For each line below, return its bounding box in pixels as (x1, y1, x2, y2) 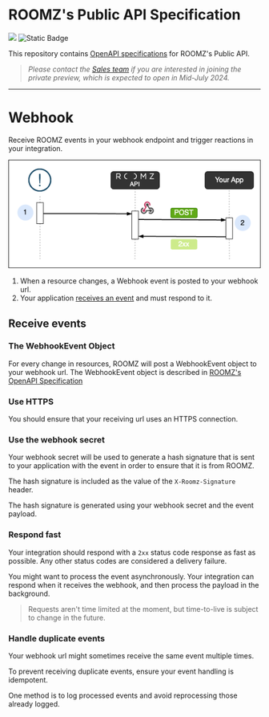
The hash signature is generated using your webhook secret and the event (8, 500, 255, 511)
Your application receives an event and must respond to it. (19, 293, 213, 303)
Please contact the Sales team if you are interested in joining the (27, 64, 242, 74)
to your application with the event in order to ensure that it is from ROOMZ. (8, 461, 255, 471)
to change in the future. (27, 613, 106, 622)
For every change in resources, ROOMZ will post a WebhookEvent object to (8, 359, 258, 369)
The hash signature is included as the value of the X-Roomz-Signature (8, 476, 236, 487)
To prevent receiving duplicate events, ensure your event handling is (8, 666, 235, 676)
